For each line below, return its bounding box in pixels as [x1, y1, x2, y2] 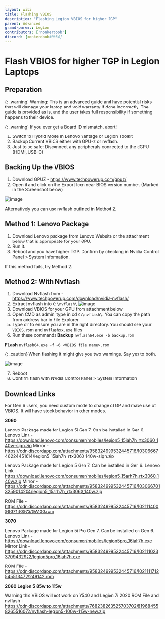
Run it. [12, 243, 26, 249]
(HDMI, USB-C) [12, 149, 44, 155]
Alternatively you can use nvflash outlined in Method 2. [5, 206, 117, 212]
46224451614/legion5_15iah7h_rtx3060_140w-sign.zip [5, 453, 114, 459]
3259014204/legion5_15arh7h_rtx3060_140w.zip [5, 489, 102, 495]
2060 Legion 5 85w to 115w [5, 583, 62, 589]
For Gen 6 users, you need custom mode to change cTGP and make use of [5, 403, 156, 409]
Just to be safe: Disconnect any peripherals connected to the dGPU [12, 143, 149, 150]
